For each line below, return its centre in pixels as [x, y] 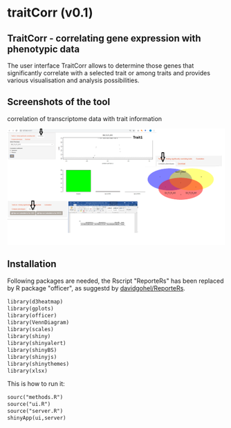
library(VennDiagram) [38, 322]
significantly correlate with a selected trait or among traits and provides [109, 73]
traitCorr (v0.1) [50, 13]
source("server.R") [35, 411]
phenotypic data [44, 49]
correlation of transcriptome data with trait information [85, 118]
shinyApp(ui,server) [37, 418]
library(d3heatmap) [35, 301]
